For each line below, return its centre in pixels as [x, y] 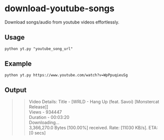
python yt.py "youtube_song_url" [39, 49]
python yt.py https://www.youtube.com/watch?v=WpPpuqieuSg [66, 75]
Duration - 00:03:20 [49, 117]
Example [18, 64]
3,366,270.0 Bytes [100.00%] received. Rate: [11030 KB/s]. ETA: [93, 128]
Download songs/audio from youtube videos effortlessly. [62, 22]
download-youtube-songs [60, 9]
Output [15, 90]
